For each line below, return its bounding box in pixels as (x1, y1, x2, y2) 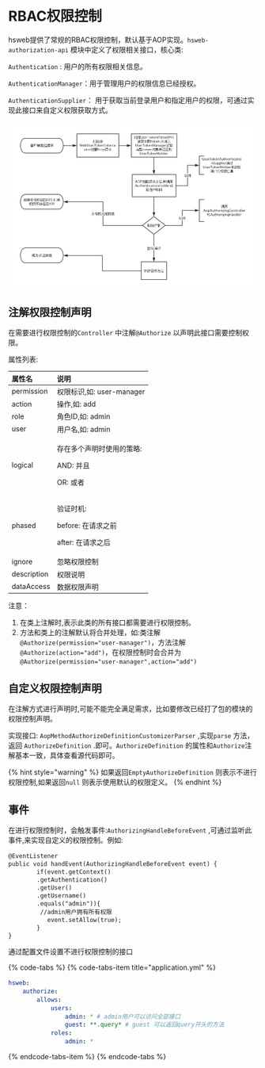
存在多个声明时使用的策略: (56, 443, 142, 453)
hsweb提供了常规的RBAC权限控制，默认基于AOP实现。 (8, 35, 188, 44)
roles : (50, 1029, 73, 1037)
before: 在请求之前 (56, 521, 117, 530)
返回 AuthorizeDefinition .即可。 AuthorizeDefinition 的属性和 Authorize (8, 741, 245, 750)
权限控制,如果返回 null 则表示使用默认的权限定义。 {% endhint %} (8, 778, 222, 787)
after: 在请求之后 (56, 538, 111, 547)
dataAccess (11, 582, 51, 591)
